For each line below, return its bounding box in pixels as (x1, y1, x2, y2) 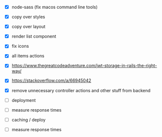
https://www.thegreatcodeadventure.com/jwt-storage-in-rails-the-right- (11, 63, 157, 69)
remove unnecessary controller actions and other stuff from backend (11, 87, 151, 93)
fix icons (11, 43, 29, 49)
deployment (11, 97, 36, 103)
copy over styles (11, 14, 45, 20)
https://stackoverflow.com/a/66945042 (11, 78, 91, 83)
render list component (11, 34, 57, 39)
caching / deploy (11, 117, 46, 122)
